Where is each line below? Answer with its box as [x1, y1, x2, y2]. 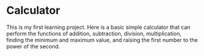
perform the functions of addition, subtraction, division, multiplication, [6, 30, 181, 37]
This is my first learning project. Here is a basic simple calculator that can [6, 23, 191, 31]
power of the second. [6, 43, 60, 50]
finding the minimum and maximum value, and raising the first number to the [6, 36, 198, 43]
